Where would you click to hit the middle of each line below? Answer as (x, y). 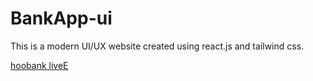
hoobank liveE (39, 65)
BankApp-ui (61, 18)
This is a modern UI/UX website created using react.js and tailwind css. (157, 46)
